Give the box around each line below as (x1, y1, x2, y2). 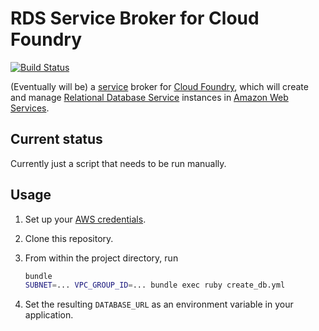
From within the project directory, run (24, 252, 179, 264)
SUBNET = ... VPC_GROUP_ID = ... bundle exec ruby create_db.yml (24, 280, 286, 291)
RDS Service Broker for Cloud (10, 7, 260, 30)
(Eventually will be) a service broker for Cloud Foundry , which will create (10, 80, 309, 92)
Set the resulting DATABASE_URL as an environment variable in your (24, 298, 294, 311)
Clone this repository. (24, 232, 114, 244)
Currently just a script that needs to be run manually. (10, 157, 227, 169)
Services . (10, 102, 50, 114)
